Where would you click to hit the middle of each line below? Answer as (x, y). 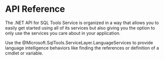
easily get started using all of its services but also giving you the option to (80, 28)
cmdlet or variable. (24, 53)
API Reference (35, 9)
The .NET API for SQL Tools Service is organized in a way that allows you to (82, 23)
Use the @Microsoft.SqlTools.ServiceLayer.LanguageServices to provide (79, 42)
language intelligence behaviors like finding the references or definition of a (82, 48)
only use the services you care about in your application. (63, 33)
